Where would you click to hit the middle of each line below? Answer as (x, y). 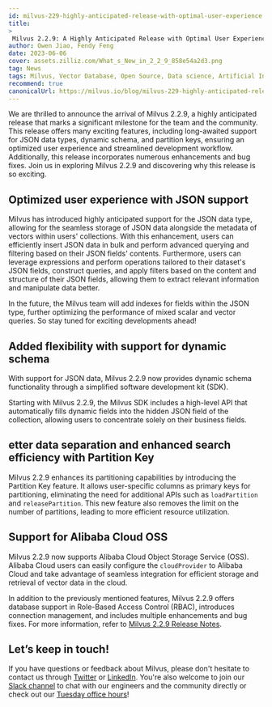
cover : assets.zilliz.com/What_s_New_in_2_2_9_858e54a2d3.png (115, 61)
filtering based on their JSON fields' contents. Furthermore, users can (125, 254)
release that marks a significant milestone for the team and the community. (133, 123)
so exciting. (28, 174)
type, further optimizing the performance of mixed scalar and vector (122, 312)
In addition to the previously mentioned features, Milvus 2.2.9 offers (121, 598)
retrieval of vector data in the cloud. (68, 582)
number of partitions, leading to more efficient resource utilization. (119, 511)
